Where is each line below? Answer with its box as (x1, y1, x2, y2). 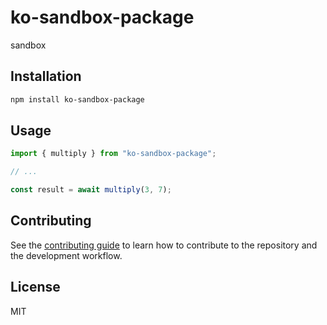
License (10, 279, 61, 296)
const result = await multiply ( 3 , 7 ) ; (10, 185, 172, 195)
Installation (10, 68, 82, 85)
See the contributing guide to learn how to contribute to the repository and (10, 239, 318, 251)
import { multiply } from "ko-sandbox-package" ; (10, 149, 217, 159)
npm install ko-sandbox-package (10, 94, 145, 105)
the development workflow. (10, 249, 123, 261)
